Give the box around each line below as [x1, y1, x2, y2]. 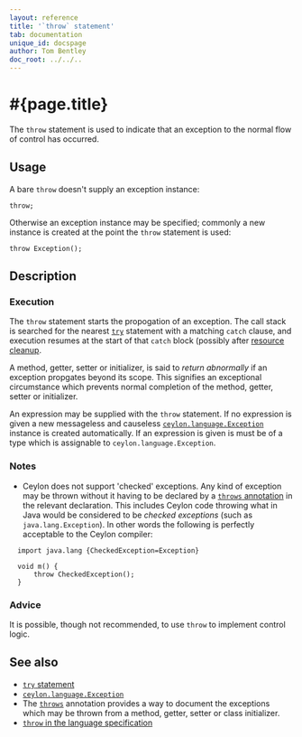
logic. [9, 629, 30, 639]
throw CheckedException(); [32, 570, 135, 579]
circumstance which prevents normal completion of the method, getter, [9, 381, 273, 393]
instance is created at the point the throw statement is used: [9, 227, 232, 238]
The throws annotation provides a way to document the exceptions [22, 697, 270, 709]
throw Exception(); [9, 244, 83, 253]
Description [9, 268, 77, 285]
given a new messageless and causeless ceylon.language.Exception [9, 418, 264, 429]
